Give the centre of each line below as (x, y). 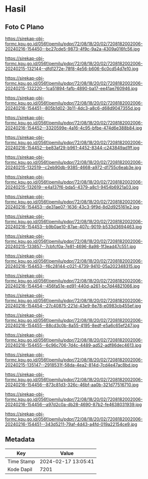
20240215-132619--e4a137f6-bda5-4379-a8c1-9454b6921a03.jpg (72, 187)
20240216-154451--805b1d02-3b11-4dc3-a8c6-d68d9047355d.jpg (73, 108)
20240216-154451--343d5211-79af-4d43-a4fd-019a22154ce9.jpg (71, 424)
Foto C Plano (25, 27)
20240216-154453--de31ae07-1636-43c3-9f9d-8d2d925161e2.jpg (72, 207)
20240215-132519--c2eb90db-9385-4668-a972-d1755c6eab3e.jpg (73, 167)
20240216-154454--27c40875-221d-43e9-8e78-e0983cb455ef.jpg (73, 306)
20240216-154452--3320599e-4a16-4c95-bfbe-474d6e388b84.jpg (74, 128)
